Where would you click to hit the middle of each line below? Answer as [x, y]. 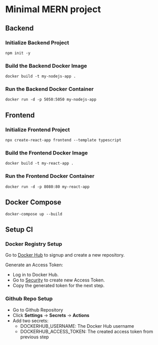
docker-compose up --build [34, 214]
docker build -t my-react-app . [39, 164]
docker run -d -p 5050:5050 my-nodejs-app [51, 100]
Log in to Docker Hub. [36, 275]
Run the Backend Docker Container [50, 89]
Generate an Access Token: [34, 265]
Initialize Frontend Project [38, 130]
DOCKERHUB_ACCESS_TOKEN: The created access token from [87, 331]
